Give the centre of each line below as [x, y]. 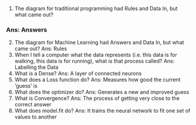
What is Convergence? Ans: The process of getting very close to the [97, 98]
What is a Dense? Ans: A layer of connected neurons [78, 74]
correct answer [33, 105]
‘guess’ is [26, 86]
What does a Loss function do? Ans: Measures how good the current [97, 80]
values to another [36, 117]
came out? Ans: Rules [41, 48]
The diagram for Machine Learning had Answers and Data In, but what [99, 43]
